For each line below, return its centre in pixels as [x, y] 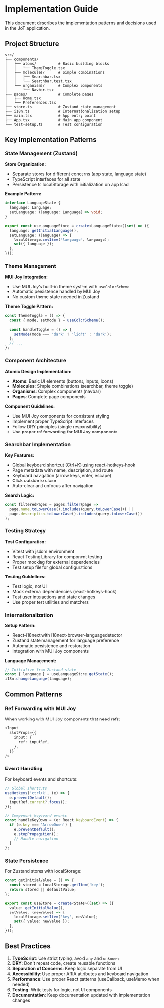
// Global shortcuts [26, 788]
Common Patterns [34, 695]
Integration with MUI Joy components [51, 651]
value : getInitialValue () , [37, 908]
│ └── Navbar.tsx [30, 90]
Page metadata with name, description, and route [62, 470]
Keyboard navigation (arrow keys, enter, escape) [62, 475]
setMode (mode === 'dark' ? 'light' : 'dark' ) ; [63, 334]
